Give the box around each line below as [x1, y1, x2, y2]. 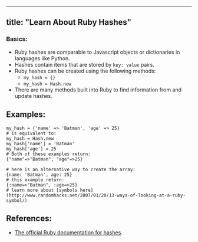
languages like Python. [14, 54, 70, 62]
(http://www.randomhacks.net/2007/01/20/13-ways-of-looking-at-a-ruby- [6, 192, 186, 198]
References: [6, 213, 52, 223]
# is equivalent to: [6, 130, 57, 136]
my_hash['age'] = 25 [6, 146, 57, 152]
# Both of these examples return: [6, 151, 91, 157]
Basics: [6, 35, 28, 43]
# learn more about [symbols [6, 187, 78, 193]
